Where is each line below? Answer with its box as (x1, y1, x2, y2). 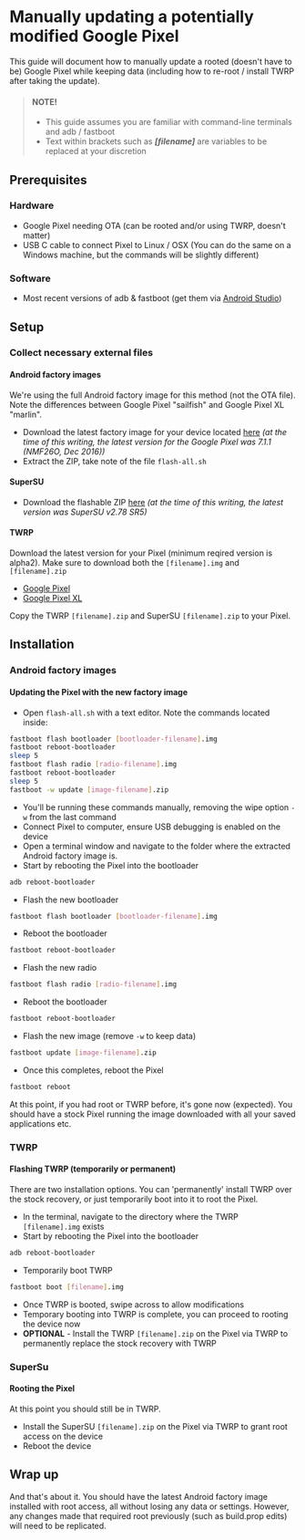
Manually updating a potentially (9, 6, 255, 27)
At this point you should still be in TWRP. (9, 1403, 161, 1414)
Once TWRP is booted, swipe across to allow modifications (22, 1298, 244, 1310)
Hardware (9, 199, 55, 212)
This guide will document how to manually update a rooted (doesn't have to (9, 56, 293, 67)
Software (9, 272, 52, 285)
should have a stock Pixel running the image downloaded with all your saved (9, 1108, 296, 1119)
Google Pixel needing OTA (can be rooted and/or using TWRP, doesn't (22, 220, 287, 231)
